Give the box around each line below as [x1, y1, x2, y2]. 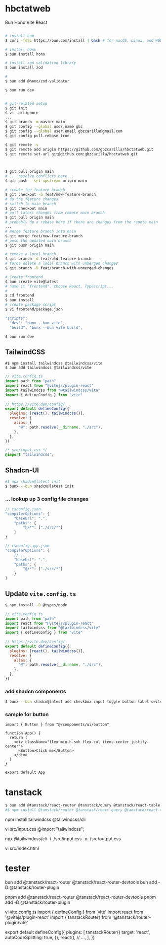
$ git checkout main [5, 206, 48, 211]
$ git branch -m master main [5, 120, 65, 125]
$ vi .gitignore [5, 110, 39, 115]
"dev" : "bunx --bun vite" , [9, 320, 65, 325]
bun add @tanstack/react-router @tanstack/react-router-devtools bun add [5, 879, 157, 885]
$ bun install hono [5, 52, 45, 57]
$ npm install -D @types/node [5, 602, 68, 607]
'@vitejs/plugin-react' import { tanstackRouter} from [5, 914, 112, 920]
